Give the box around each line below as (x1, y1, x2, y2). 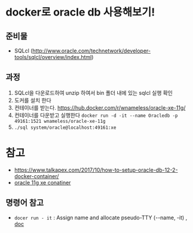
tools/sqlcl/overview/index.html (14, 54, 92, 60)
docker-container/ (14, 172, 59, 179)
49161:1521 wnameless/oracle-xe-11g (14, 118, 106, 124)
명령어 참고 (5, 198, 44, 208)
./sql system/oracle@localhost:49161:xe (14, 125, 117, 131)
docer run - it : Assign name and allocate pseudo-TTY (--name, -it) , (14, 214, 188, 221)
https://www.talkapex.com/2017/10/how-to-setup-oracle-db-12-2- (14, 166, 178, 173)
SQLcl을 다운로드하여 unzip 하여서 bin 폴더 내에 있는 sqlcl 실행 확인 (14, 89, 173, 96)
